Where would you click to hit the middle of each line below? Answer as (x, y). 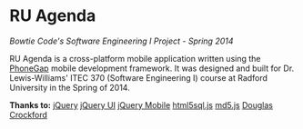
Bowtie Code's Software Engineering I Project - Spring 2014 (121, 41)
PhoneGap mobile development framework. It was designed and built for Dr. (152, 68)
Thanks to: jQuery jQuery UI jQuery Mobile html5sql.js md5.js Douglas (141, 104)
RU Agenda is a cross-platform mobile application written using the (135, 58)
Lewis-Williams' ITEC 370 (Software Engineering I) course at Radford (139, 77)
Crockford (29, 114)
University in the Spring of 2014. (70, 87)
